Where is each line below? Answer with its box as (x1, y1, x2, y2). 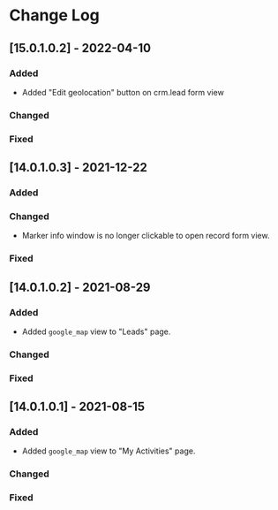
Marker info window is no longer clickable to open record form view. (21, 231, 270, 241)
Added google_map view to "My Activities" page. (21, 445, 196, 456)
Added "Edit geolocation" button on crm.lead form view (21, 87, 225, 97)
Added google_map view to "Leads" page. (21, 326, 171, 337)
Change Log (9, 5, 100, 26)
